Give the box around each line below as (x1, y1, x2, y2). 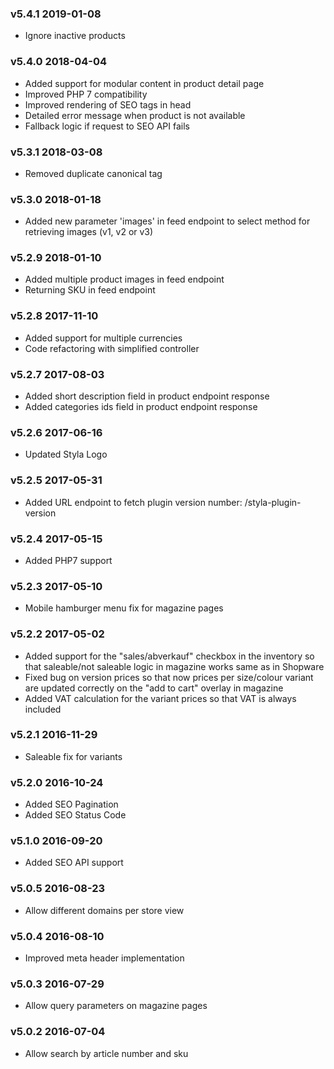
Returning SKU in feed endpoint (24, 284, 156, 296)
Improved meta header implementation (24, 952, 185, 964)
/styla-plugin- (244, 496, 302, 508)
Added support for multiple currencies (24, 332, 183, 344)
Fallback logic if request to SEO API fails (24, 120, 190, 132)
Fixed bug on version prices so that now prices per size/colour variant (24, 671, 314, 683)
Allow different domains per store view (24, 904, 185, 916)
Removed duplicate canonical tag (24, 167, 163, 179)
